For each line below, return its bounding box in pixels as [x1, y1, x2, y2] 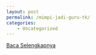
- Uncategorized [17, 25, 59, 32]
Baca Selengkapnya [6, 42, 56, 49]
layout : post [6, 8, 39, 15]
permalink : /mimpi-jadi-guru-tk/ [6, 14, 91, 20]
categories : [6, 20, 36, 26]
